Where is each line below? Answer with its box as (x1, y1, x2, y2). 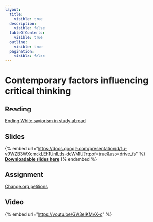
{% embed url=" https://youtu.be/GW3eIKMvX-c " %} (5, 211, 112, 217)
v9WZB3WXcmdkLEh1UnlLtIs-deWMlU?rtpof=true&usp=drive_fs (5, 151, 136, 157)
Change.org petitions (5, 184, 48, 189)
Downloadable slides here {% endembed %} (5, 156, 97, 162)
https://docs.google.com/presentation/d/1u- (38, 146, 127, 152)
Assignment (5, 170, 43, 179)
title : (9, 12, 23, 17)
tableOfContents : (9, 30, 45, 35)
